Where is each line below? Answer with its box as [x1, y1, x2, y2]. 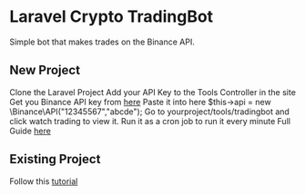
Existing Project [9, 151, 101, 167]
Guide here [9, 125, 52, 136]
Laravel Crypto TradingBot [9, 6, 214, 27]
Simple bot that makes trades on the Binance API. [9, 36, 196, 47]
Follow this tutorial [9, 175, 78, 187]
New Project [9, 63, 80, 78]
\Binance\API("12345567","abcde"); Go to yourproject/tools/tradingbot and [9, 106, 290, 117]
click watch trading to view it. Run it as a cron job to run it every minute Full [9, 115, 291, 126]
